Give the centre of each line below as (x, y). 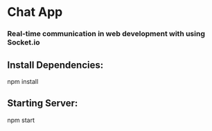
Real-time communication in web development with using (106, 34)
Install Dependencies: (55, 65)
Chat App (35, 12)
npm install (23, 81)
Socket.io (24, 42)
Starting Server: (43, 104)
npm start (21, 120)
